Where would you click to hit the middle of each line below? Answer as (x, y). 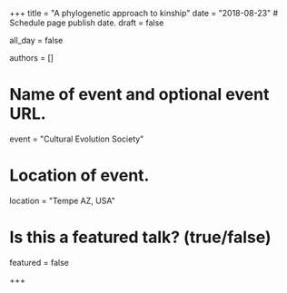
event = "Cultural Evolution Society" (77, 139)
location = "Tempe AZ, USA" (63, 200)
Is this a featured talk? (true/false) (140, 237)
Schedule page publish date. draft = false (87, 23)
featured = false (40, 262)
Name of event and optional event (139, 95)
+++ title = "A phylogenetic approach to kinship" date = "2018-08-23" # (144, 13)
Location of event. (79, 176)
